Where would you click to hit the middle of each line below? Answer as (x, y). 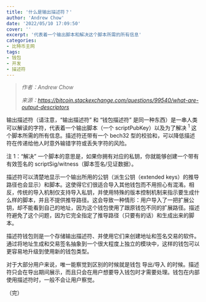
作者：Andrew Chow (47, 87)
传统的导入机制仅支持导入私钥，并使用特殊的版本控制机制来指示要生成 (105, 192)
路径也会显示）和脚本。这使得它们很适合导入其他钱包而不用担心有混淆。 (97, 185)
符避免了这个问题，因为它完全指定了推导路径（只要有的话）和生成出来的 (97, 215)
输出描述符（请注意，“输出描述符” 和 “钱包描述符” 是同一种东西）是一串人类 (102, 120)
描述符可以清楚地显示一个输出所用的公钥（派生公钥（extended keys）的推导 (103, 177)
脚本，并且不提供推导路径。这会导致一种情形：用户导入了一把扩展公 (108, 200)
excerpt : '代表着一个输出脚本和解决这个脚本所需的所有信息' (74, 35)
